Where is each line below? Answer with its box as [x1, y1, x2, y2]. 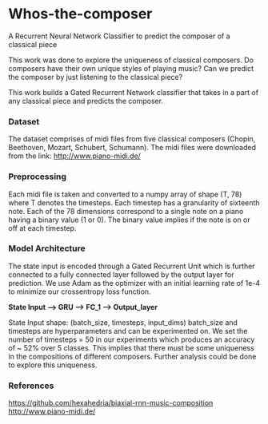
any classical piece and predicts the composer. [8, 96, 164, 105]
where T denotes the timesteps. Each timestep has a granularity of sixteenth [8, 197, 260, 208]
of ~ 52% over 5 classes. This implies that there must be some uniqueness [8, 343, 254, 352]
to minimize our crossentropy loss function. [8, 287, 151, 296]
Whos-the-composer [8, 5, 153, 23]
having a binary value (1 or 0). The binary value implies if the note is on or [8, 215, 250, 224]
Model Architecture [8, 243, 86, 254]
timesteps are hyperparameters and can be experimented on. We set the [8, 326, 248, 335]
